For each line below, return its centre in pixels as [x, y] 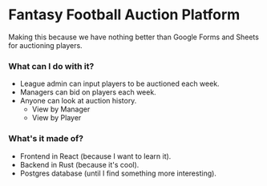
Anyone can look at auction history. [78, 101]
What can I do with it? [51, 66]
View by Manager [61, 109]
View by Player [57, 118]
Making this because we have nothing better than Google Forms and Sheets [133, 37]
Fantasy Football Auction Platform [124, 15]
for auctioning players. [45, 45]
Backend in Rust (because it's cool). [79, 164]
